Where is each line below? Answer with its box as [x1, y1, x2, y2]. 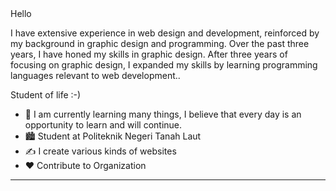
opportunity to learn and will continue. [24, 119, 183, 131]
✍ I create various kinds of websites [24, 145, 177, 157]
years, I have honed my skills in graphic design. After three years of [10, 48, 288, 60]
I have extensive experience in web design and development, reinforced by [10, 27, 320, 39]
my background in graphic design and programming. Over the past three [10, 38, 310, 49]
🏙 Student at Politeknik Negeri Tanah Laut [24, 130, 202, 142]
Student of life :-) [10, 89, 82, 101]
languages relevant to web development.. [10, 70, 181, 81]
